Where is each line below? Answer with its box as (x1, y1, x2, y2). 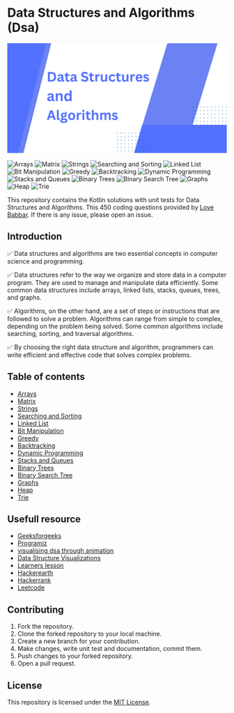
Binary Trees (17, 463, 54, 472)
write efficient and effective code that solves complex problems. (7, 351, 192, 359)
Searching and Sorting (17, 411, 82, 420)
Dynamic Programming (17, 448, 84, 457)
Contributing (7, 604, 64, 615)
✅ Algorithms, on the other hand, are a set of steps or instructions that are (7, 307, 220, 315)
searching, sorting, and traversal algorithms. (7, 329, 134, 337)
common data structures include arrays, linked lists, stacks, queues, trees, (7, 286, 221, 294)
